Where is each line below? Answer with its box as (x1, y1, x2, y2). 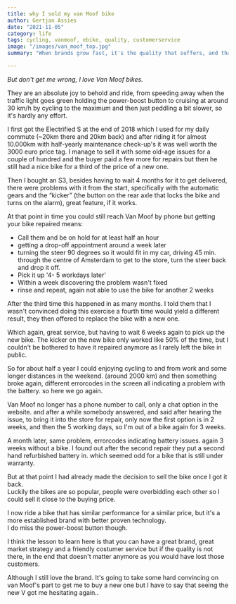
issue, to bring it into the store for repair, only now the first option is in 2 (7, 415, 214, 424)
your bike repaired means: (7, 219, 83, 228)
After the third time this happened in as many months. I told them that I (7, 299, 211, 307)
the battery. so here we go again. (7, 386, 103, 395)
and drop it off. (17, 263, 61, 271)
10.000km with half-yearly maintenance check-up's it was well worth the (7, 140, 218, 148)
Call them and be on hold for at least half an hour (17, 233, 159, 242)
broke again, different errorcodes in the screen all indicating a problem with (7, 378, 225, 388)
